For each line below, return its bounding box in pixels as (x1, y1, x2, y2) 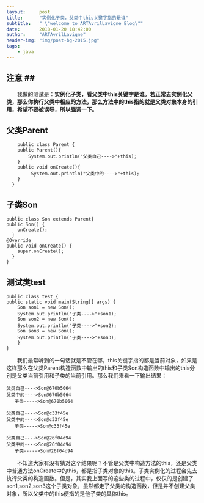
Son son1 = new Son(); (17, 304, 75, 310)
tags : (6, 43, 20, 50)
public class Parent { (17, 142, 75, 148)
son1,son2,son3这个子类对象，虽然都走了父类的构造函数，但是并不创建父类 (6, 482, 195, 490)
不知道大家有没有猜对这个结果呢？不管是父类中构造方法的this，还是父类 (16, 460, 197, 466)
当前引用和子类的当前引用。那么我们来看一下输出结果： (27, 372, 167, 379)
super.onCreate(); (17, 248, 64, 254)
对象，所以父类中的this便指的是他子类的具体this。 (6, 490, 132, 497)
